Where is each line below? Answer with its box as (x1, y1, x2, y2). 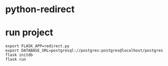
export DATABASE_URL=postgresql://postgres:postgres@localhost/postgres (5, 48, 163, 53)
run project (5, 27, 54, 39)
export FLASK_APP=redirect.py (5, 44, 70, 49)
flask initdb (5, 52, 33, 58)
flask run (5, 57, 27, 62)
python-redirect (5, 4, 75, 15)
